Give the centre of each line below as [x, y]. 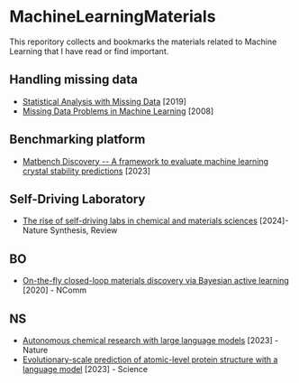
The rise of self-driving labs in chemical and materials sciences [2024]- [155, 221]
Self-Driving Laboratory [77, 199]
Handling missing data [73, 80]
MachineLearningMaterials [113, 17]
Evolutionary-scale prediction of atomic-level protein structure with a [150, 360]
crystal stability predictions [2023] [86, 171]
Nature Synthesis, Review [70, 230]
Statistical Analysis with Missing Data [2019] [104, 101]
